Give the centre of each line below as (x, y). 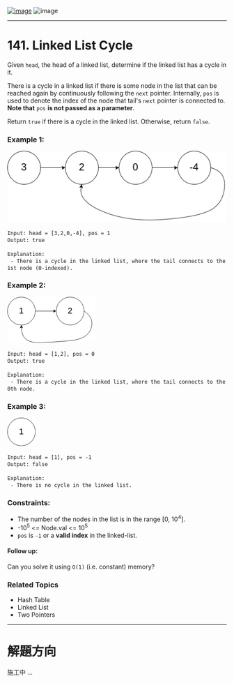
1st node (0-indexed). (40, 268)
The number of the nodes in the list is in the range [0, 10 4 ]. (101, 518)
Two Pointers (36, 615)
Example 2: (26, 285)
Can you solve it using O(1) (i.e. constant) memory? (81, 566)
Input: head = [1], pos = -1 (49, 458)
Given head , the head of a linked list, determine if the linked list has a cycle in (117, 65)
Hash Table (33, 600)
